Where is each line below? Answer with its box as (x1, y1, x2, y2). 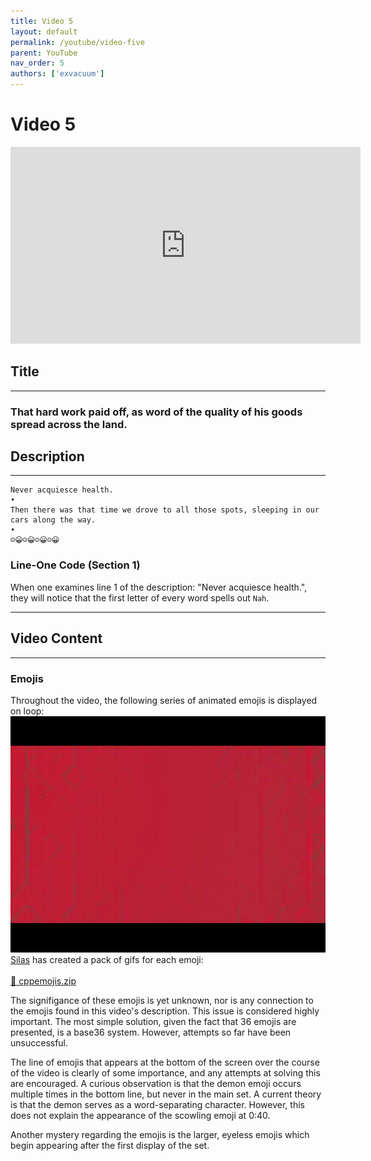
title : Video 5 (10, 16, 74, 26)
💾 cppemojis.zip (10, 975, 77, 987)
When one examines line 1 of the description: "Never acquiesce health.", (10, 581, 308, 593)
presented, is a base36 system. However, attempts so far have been (10, 1026, 292, 1038)
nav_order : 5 (10, 58, 65, 69)
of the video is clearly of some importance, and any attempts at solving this (10, 1066, 321, 1079)
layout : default (10, 26, 78, 37)
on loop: (10, 705, 45, 717)
